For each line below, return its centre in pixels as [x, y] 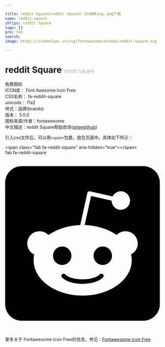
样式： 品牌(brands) [25, 108]
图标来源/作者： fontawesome [35, 121]
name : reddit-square [26, 18]
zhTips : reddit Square [28, 23]
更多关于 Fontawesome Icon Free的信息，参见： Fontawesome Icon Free [78, 339]
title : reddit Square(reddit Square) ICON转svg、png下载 [63, 14]
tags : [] [14, 27]
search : [13, 37]
